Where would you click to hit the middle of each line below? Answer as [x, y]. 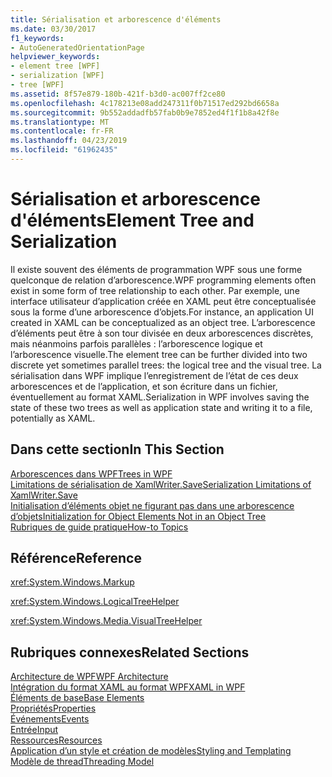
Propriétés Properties [53, 708]
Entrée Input [34, 730]
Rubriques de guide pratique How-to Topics [99, 527]
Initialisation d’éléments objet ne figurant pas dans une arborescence [152, 505]
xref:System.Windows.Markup [72, 582]
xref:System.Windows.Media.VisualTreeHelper [106, 621]
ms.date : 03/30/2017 [53, 29]
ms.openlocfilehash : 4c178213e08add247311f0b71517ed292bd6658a [145, 103]
